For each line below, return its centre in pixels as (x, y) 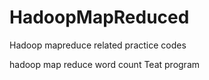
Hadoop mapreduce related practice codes (98, 45)
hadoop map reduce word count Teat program (105, 64)
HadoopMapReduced (99, 17)
